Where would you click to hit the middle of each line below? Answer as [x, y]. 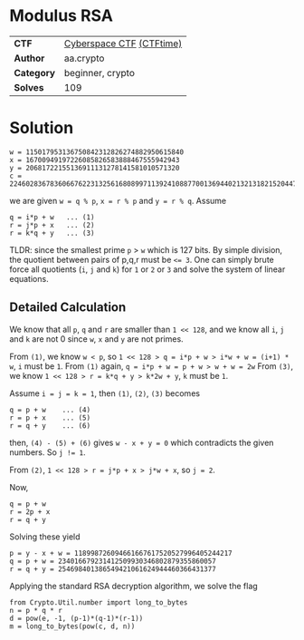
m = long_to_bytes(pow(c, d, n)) [72, 626]
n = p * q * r [36, 610]
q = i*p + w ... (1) [52, 217]
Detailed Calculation [68, 308]
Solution [42, 128]
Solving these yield [45, 537]
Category [35, 73]
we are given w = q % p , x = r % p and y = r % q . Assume [118, 200]
